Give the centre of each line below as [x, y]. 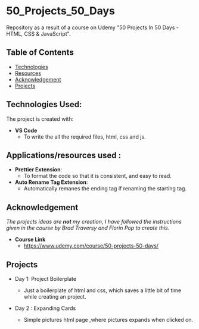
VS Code [26, 130]
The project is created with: [40, 119]
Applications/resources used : [64, 155]
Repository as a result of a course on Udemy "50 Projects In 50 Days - [92, 27]
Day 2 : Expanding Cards [45, 308]
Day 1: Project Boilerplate [45, 279]
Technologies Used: [44, 104]
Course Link [30, 240]
